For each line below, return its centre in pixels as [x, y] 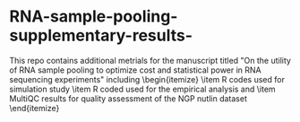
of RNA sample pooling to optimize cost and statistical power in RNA [135, 70]
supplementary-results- [101, 35]
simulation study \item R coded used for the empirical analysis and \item [142, 89]
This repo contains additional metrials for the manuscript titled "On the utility [150, 60]
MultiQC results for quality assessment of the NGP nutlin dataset [129, 98]
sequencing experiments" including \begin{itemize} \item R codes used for [147, 79]
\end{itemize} [34, 108]
